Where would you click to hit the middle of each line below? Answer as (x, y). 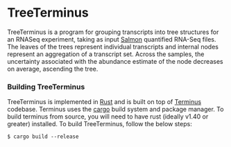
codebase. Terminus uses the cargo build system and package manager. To (115, 110)
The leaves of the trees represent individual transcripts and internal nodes (113, 46)
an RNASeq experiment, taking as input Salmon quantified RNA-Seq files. (112, 39)
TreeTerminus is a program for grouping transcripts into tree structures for (113, 32)
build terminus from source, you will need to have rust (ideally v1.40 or (108, 116)
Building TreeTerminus (46, 87)
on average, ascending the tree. (53, 69)
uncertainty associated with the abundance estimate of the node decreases (115, 61)
